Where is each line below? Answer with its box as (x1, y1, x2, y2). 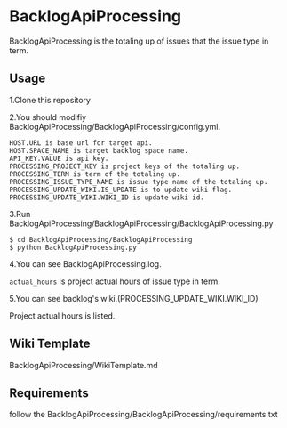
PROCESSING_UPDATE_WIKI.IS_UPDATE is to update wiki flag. (9, 185, 233, 194)
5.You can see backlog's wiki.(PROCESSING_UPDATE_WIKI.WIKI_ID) (9, 293, 259, 303)
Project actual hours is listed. (9, 310, 116, 321)
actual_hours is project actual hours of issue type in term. (9, 276, 220, 287)
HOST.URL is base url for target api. (9, 138, 153, 148)
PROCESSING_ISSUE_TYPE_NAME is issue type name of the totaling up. (9, 177, 268, 186)
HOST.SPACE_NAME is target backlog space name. (9, 146, 189, 155)
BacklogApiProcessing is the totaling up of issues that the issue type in (9, 36, 269, 46)
